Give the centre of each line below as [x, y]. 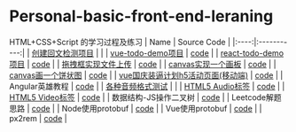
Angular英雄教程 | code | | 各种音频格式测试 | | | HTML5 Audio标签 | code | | [147, 86]
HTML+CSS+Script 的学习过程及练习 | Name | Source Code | [120, 42]
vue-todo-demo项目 [147, 53]
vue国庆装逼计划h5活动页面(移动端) [183, 75]
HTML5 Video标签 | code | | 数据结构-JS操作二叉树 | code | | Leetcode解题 [145, 97]
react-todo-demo [252, 53]
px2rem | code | [39, 118]
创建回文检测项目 [63, 53]
